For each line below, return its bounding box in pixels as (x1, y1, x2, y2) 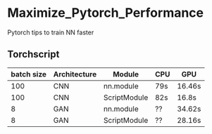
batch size (11, 69, 47, 79)
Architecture (53, 69, 97, 79)
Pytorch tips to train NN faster (7, 28, 94, 36)
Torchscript (7, 48, 60, 60)
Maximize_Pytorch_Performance (7, 5, 204, 21)
